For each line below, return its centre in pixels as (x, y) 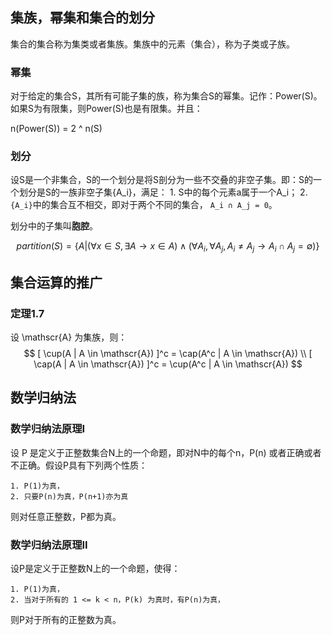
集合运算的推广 (56, 282)
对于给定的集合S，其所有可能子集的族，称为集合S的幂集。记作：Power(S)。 (166, 96)
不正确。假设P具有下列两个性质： (79, 465)
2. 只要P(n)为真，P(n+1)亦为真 (69, 496)
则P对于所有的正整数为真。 (66, 619)
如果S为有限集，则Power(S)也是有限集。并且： (106, 109)
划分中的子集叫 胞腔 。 (54, 226)
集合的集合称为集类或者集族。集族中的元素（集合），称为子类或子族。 (152, 44)
